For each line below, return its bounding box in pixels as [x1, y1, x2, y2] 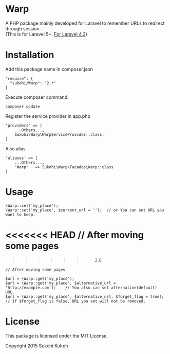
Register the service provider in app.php [5, 113, 91, 119]
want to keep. [5, 212, 36, 217]
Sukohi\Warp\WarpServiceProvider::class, [14, 132, 104, 137]
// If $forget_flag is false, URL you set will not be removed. [5, 298, 146, 304]
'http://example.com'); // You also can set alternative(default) [5, 285, 158, 290]
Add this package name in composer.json [5, 66, 93, 72]
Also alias [5, 145, 26, 152]
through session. [5, 25, 41, 31]
